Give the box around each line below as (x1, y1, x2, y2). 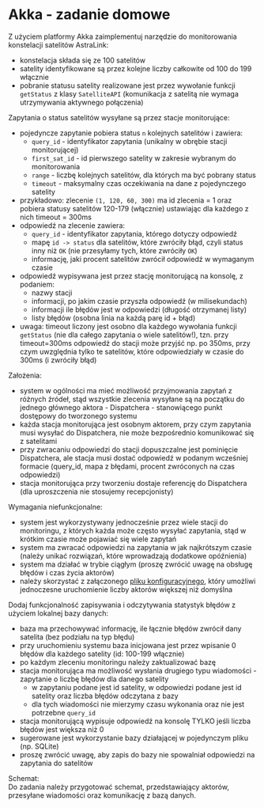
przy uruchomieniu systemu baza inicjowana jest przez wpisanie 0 (19, 640, 236, 650)
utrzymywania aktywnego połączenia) (19, 97, 144, 107)
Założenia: (8, 370, 42, 380)
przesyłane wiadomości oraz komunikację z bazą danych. (8, 790, 196, 800)
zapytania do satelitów (19, 758, 93, 768)
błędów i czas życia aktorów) (19, 567, 115, 577)
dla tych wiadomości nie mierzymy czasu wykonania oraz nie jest (31, 699, 245, 709)
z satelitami (19, 436, 58, 446)
